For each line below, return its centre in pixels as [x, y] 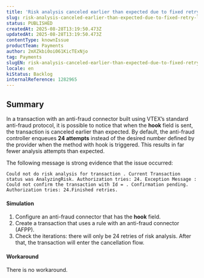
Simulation [20, 203]
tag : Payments [24, 57]
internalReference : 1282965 [42, 80]
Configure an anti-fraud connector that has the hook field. [88, 217]
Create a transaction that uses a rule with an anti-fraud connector [97, 223]
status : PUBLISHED [29, 23]
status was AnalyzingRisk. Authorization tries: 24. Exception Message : [102, 179]
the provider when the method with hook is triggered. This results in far [95, 144]
